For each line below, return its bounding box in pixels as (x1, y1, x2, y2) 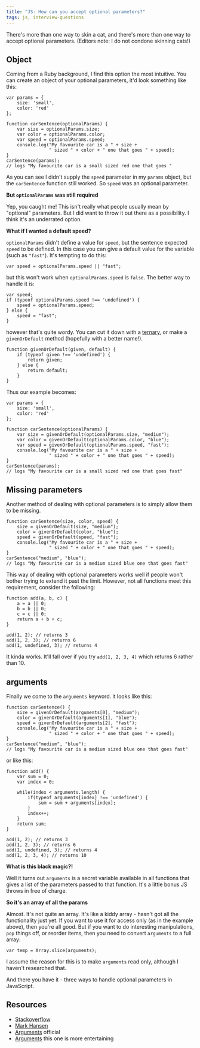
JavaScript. (6, 982, 35, 989)
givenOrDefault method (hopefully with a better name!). (6, 335, 143, 342)
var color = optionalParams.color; (17, 131, 106, 138)
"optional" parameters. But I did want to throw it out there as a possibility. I (6, 209, 189, 216)
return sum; (17, 821, 47, 827)
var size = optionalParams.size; (17, 127, 100, 132)
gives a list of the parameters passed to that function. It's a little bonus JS (6, 881, 187, 888)
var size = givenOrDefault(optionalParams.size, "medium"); (17, 432, 170, 438)
